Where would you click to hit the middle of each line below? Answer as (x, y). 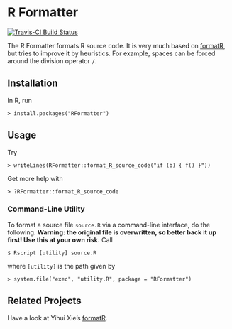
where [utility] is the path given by (61, 266)
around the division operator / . (52, 60)
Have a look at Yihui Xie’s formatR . (57, 318)
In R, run (20, 100)
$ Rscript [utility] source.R (52, 253)
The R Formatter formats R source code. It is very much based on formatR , (116, 45)
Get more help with (35, 178)
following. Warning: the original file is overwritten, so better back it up (112, 232)
